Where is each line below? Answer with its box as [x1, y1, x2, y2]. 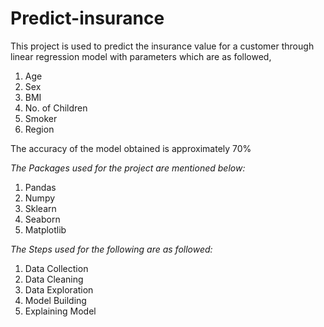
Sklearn [24, 202, 57, 214]
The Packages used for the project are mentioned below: [10, 162, 246, 174]
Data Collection [24, 262, 89, 274]
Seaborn [24, 213, 61, 225]
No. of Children [24, 102, 88, 114]
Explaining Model [24, 305, 97, 317]
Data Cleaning [24, 273, 84, 285]
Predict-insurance [10, 7, 165, 30]
